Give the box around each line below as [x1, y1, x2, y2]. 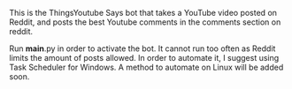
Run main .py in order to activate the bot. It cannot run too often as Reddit [9, 43, 276, 54]
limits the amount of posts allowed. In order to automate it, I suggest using [9, 53, 280, 63]
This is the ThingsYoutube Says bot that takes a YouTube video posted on [9, 8, 277, 18]
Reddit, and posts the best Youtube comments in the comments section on [9, 17, 281, 27]
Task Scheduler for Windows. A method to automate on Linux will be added [9, 62, 284, 72]
